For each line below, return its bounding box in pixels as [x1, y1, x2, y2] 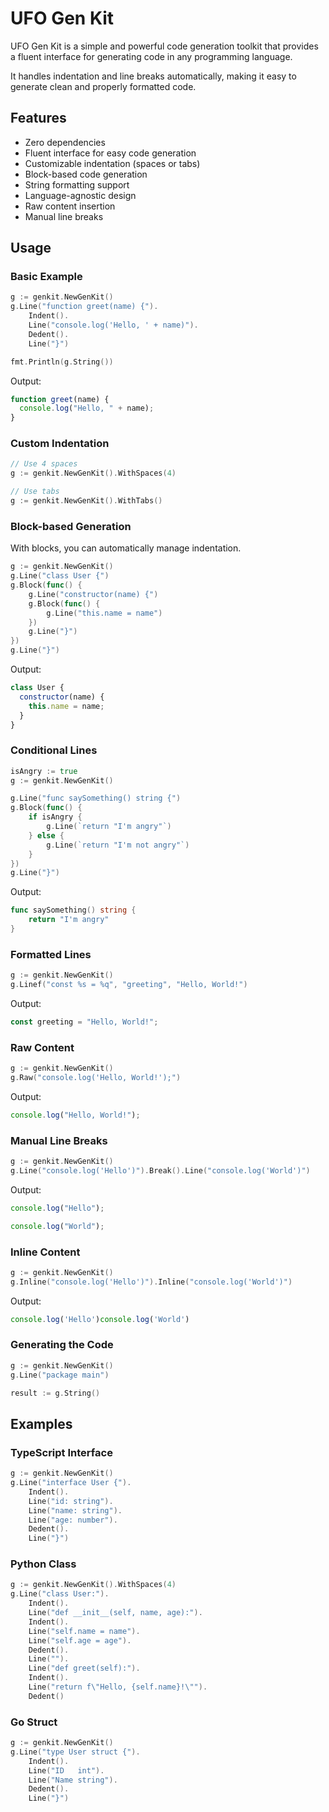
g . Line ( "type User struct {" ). [10, 1747, 141, 1757]
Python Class [10, 1557, 77, 1571]
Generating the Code [10, 1338, 114, 1352]
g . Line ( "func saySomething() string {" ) [10, 793, 182, 804]
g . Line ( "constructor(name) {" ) [28, 589, 159, 599]
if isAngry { [28, 812, 83, 822]
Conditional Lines [10, 743, 98, 757]
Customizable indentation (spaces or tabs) [24, 157, 201, 169]
